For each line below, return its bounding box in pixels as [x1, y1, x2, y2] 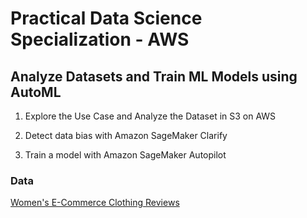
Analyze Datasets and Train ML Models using [10, 68, 298, 85]
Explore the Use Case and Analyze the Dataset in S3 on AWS [24, 110, 277, 122]
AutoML [10, 83, 62, 101]
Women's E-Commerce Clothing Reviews [10, 197, 180, 209]
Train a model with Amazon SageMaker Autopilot [24, 149, 227, 161]
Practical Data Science [10, 7, 203, 30]
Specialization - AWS [10, 28, 190, 51]
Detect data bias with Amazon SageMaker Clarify [24, 130, 228, 141]
